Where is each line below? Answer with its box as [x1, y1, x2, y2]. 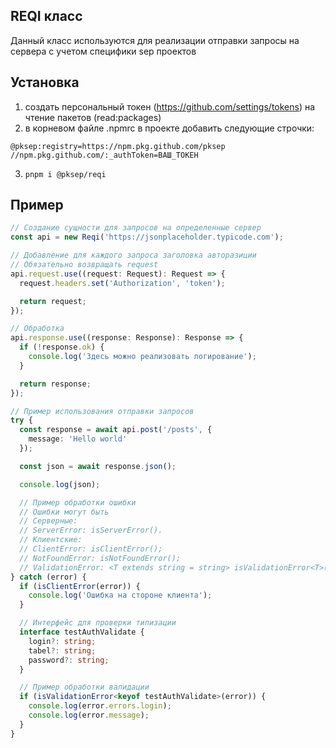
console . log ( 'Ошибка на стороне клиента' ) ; [28, 590, 213, 601]
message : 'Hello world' [28, 434, 128, 444]
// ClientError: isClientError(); [19, 544, 163, 554]
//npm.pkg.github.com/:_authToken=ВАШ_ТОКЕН [10, 150, 199, 160]
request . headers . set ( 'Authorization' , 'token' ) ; [19, 278, 226, 288]
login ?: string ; [28, 636, 97, 646]
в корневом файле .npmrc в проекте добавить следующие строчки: [24, 122, 315, 134]
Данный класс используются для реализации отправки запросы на [10, 34, 300, 46]
